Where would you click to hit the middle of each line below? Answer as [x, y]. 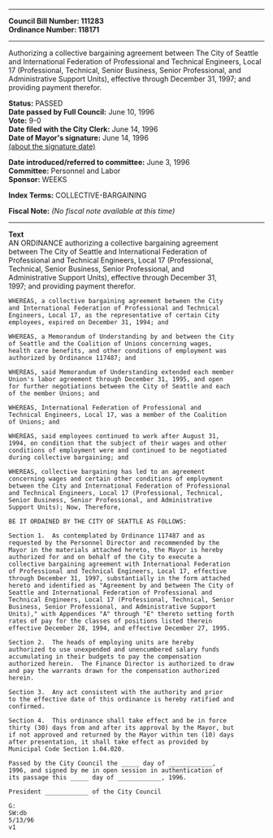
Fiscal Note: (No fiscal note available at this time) [92, 211]
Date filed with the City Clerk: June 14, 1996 [83, 129]
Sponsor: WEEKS [38, 179]
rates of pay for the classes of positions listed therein [110, 621]
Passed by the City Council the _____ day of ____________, [113, 763]
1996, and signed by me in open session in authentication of [116, 771]
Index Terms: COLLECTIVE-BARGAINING [78, 195]
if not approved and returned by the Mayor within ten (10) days [121, 735]
